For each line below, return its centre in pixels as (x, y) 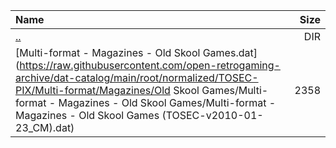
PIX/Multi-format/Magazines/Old (93, 90)
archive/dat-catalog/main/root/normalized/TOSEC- (137, 77)
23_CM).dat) (45, 127)
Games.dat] (230, 52)
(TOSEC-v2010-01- (212, 115)
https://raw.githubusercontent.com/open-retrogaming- (150, 65)
